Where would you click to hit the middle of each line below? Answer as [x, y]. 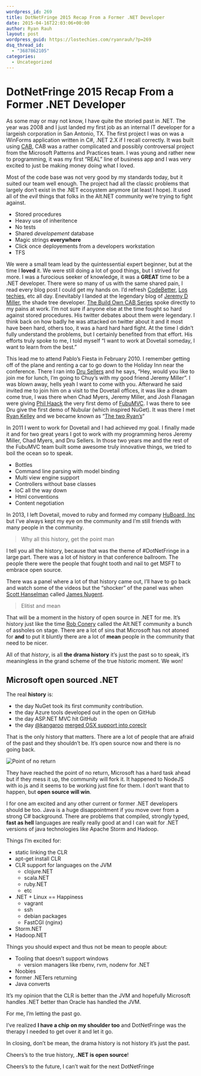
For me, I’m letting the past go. [44, 1014]
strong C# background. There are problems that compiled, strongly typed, [98, 816]
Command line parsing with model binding [67, 471]
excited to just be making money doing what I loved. [70, 166]
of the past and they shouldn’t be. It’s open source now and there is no [94, 743]
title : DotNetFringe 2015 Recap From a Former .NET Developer [85, 17]
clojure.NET [38, 871]
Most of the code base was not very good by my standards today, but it [94, 177]
